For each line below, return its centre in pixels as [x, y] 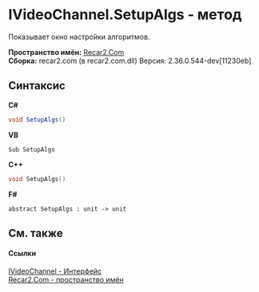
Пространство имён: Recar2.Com [66, 52]
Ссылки [22, 254]
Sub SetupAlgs [32, 149]
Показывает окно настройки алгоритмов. [79, 37]
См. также [36, 233]
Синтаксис [37, 86]
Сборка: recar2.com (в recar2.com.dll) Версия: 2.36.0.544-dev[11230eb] [130, 61]
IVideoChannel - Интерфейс [55, 271]
